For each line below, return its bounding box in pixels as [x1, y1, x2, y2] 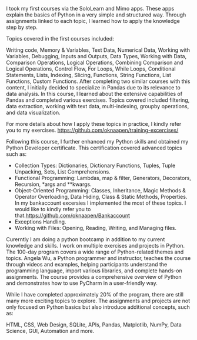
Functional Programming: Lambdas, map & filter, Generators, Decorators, [14, 175, 191, 181]
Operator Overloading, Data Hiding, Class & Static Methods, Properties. [14, 194, 188, 200]
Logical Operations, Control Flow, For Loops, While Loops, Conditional [6, 65, 176, 72]
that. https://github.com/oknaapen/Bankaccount [14, 212, 131, 219]
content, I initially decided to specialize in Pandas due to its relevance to [6, 84, 181, 91]
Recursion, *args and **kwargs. [14, 181, 92, 188]
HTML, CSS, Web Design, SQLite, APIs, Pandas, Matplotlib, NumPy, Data [6, 321, 182, 328]
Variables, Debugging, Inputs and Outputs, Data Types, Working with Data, [6, 53, 187, 59]
